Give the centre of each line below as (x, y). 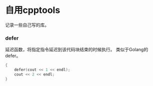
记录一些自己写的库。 (27, 25)
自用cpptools (33, 10)
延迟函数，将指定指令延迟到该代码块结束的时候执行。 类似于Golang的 (77, 50)
